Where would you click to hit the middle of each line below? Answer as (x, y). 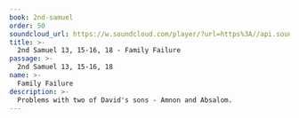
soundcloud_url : (39, 34)
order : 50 (28, 26)
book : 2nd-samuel (41, 17)
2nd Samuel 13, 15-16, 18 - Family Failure (99, 51)
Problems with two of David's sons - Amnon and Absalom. (125, 100)
